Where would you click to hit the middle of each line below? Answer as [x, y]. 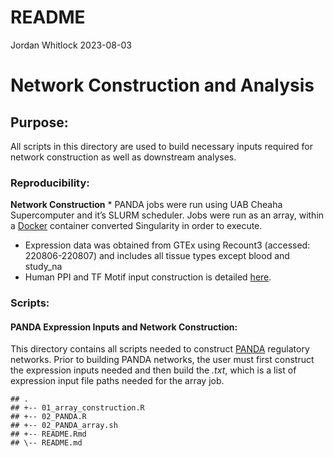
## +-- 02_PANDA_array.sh [64, 426]
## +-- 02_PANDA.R [48, 417]
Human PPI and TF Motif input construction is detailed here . [148, 277]
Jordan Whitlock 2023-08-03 [71, 45]
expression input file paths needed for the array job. [117, 381]
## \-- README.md [46, 443]
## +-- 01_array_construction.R [77, 408]
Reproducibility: [50, 183]
